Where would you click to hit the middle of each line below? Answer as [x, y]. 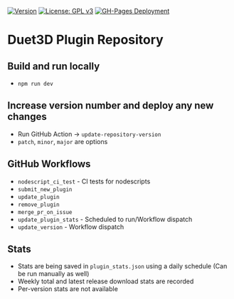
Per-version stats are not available [68, 289]
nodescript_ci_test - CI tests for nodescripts [84, 181]
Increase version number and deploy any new [111, 106]
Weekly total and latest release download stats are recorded [106, 281]
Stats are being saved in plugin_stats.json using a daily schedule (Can [122, 266]
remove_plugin [38, 204]
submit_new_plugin [45, 189]
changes [27, 117]
